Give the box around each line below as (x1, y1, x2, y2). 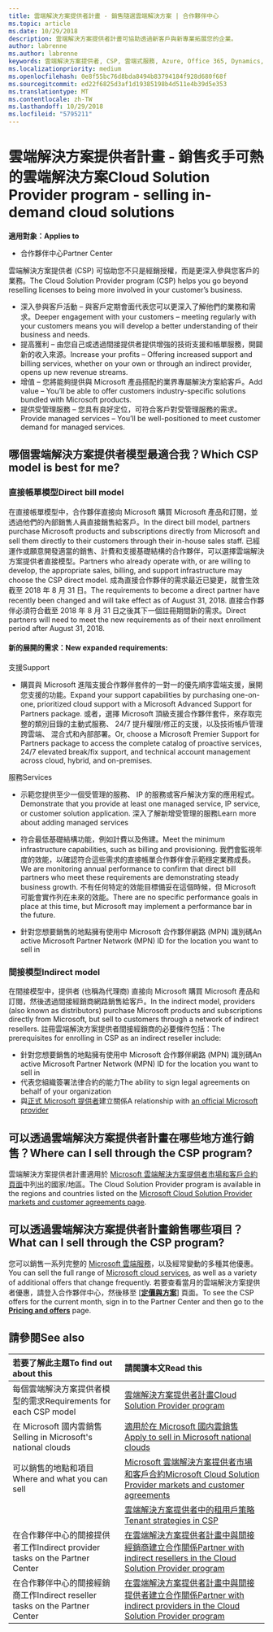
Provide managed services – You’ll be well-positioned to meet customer (19, 413, 262, 423)
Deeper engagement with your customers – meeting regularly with (34, 311, 257, 321)
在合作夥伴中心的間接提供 (12, 1530, 111, 1541)
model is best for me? (8, 461, 120, 475)
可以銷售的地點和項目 (12, 1462, 95, 1473)
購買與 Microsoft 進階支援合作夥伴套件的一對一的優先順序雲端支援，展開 (19, 680, 263, 690)
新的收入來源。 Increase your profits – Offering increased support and (19, 349, 253, 359)
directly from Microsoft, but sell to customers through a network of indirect (8, 1014, 259, 1025)
